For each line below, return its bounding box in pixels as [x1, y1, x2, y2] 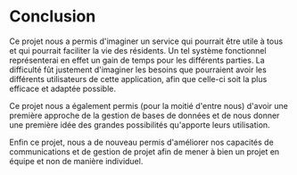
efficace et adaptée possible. [9, 83, 117, 94]
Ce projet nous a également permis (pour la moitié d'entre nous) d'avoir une [9, 100, 288, 111]
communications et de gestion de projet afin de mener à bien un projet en [9, 146, 280, 157]
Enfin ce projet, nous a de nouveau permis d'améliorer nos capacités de [9, 137, 274, 147]
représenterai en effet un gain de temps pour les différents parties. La [9, 54, 265, 65]
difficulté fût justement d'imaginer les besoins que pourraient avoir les [9, 64, 268, 75]
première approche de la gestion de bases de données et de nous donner [9, 110, 280, 121]
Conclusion [9, 6, 96, 27]
